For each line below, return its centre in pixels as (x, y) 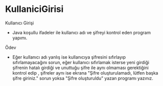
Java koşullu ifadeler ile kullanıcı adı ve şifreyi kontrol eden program (81, 32)
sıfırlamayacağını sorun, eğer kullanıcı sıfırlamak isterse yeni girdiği (81, 62)
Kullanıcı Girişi (20, 23)
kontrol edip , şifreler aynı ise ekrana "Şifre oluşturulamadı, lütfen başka (85, 73)
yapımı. (20, 38)
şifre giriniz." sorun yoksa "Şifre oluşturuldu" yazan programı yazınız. (83, 78)
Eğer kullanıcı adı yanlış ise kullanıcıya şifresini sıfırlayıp (69, 57)
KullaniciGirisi (34, 9)
